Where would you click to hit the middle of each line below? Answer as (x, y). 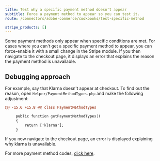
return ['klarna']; (44, 125)
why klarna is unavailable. (31, 144)
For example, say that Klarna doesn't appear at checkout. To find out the (77, 88)
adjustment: (17, 99)
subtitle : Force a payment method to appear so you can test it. (72, 14)
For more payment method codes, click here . (50, 153)
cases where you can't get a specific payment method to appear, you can (79, 46)
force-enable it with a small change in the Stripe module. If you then (73, 51)
